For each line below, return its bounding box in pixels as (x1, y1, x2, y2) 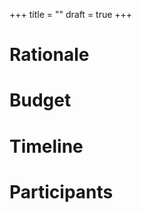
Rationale (9, 44, 90, 66)
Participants (9, 180, 114, 203)
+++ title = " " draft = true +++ (9, 9, 133, 20)
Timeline (9, 135, 84, 158)
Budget (9, 89, 72, 112)
